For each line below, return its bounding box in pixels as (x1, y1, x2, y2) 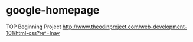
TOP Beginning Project (6, 23, 61, 30)
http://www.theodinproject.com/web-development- (62, 23, 188, 30)
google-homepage (6, 4, 100, 17)
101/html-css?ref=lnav (6, 29, 60, 36)
